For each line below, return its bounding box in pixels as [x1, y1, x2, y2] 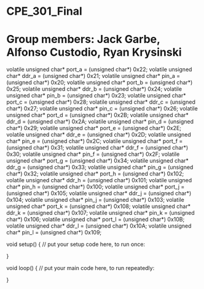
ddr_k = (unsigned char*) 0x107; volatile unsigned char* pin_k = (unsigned [6, 209, 195, 217]
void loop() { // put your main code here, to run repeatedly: [6, 264, 155, 272]
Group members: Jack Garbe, [6, 33, 160, 47]
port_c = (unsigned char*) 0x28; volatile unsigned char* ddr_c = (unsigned [6, 98, 195, 106]
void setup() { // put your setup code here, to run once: [6, 241, 146, 248]
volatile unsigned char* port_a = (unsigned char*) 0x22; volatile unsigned [6, 66, 192, 73]
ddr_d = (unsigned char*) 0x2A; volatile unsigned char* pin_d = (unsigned [6, 118, 194, 125]
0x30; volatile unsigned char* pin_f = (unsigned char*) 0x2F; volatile [6, 150, 180, 158]
